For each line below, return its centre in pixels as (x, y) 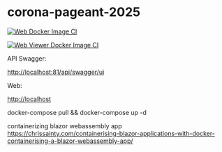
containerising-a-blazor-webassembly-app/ (71, 141)
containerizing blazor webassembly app (65, 126)
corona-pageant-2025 (74, 12)
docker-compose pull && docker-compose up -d (77, 112)
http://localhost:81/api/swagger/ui (56, 72)
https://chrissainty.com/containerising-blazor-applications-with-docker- (111, 133)
